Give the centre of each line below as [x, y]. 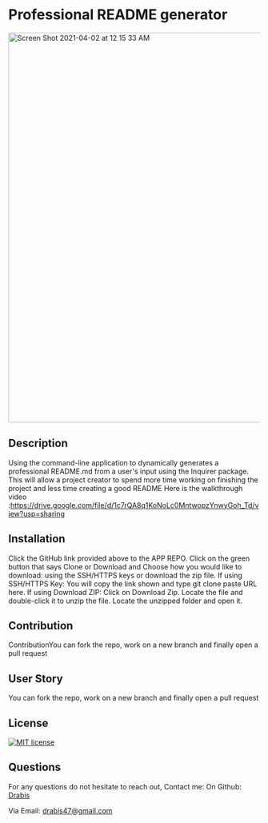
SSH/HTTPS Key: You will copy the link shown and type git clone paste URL [133, 583]
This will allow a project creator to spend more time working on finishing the [133, 479]
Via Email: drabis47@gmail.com [60, 810]
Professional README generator [118, 15]
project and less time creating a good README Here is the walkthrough [126, 488]
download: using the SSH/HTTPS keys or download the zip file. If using [125, 575]
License [28, 723]
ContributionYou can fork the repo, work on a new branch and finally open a [133, 645]
